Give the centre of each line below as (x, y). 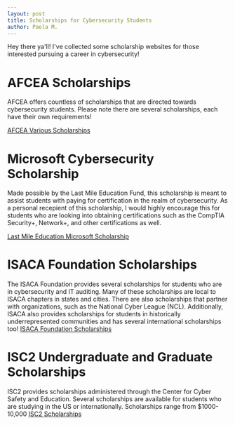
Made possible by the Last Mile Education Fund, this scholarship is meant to (117, 193)
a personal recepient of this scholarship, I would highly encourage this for (114, 208)
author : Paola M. (33, 27)
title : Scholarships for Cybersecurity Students (80, 20)
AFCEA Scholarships (69, 82)
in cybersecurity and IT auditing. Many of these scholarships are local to (112, 292)
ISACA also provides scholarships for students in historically (94, 314)
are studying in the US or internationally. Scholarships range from (102, 407)
